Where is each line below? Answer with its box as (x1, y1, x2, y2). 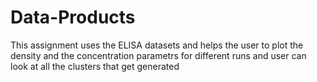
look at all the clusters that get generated (10, 60, 180, 72)
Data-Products (10, 6, 136, 29)
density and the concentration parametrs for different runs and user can (10, 49, 307, 61)
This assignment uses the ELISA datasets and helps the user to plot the (10, 39, 304, 51)
